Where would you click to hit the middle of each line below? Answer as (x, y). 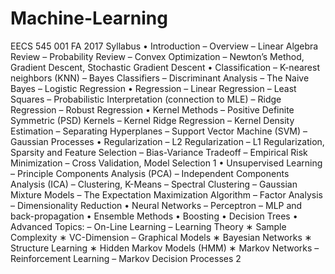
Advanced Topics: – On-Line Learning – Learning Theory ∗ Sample (148, 226)
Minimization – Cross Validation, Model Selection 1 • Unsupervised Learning (166, 163)
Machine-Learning (89, 18)
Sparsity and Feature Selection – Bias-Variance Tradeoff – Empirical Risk (159, 152)
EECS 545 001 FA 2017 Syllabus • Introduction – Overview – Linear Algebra (164, 46)
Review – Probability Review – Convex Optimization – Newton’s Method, (157, 56)
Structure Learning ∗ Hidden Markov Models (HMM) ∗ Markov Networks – (165, 248)
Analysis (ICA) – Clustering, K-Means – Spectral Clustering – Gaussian (154, 184)
